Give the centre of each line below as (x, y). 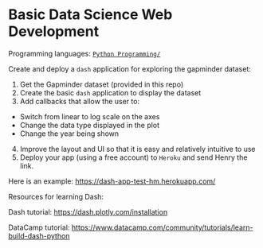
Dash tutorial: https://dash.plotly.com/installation (88, 211)
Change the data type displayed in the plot (90, 125)
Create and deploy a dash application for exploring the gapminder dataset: (130, 68)
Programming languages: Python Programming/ (84, 53)
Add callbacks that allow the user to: (80, 101)
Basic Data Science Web (90, 15)
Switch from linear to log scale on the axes (90, 116)
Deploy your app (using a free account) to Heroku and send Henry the (133, 157)
